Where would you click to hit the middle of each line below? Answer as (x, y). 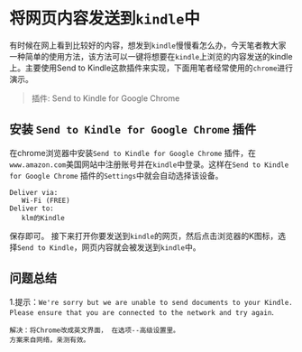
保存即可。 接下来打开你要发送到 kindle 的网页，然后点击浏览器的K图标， (144, 236)
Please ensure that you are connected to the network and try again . (142, 311)
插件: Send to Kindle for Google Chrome (105, 98)
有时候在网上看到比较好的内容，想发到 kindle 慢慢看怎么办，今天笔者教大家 (148, 45)
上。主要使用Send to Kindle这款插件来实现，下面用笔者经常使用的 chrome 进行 (151, 68)
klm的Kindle (43, 218)
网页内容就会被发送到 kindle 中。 (141, 247)
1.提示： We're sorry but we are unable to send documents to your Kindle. (151, 301)
